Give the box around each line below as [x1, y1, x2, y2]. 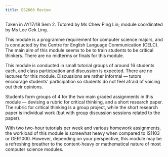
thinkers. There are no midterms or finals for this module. [5, 53, 124, 59]
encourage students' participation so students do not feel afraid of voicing [5, 78, 160, 84]
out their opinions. [5, 84, 43, 90]
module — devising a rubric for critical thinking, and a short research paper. [5, 99, 163, 105]
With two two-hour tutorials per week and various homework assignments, [5, 125, 161, 131]
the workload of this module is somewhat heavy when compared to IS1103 [5, 130, 160, 136]
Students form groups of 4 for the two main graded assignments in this [5, 93, 153, 99]
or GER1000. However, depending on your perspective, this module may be [5, 135, 162, 141]
